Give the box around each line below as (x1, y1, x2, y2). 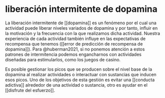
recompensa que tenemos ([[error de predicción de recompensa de (5, 41, 143, 47)
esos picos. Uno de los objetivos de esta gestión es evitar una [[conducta (5, 77, 155, 83)
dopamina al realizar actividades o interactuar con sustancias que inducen (5, 71, 157, 77)
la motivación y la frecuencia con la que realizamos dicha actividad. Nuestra (5, 30, 161, 36)
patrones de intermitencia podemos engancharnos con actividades (5, 51, 142, 57)
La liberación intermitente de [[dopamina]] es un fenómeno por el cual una (5, 20, 157, 26)
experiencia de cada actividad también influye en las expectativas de (5, 36, 146, 42)
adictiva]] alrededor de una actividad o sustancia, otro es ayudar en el (5, 82, 148, 88)
